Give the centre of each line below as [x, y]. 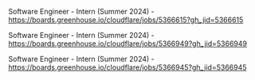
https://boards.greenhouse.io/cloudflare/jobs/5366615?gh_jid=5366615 [126, 20]
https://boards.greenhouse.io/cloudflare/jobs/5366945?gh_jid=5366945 [127, 67]
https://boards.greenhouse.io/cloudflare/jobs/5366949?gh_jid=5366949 [128, 44]
